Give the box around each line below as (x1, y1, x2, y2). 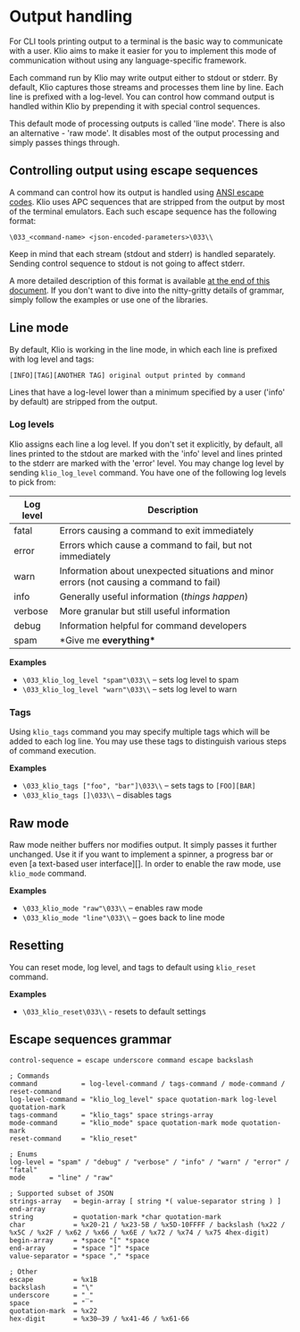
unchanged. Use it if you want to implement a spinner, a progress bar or (9, 849, 274, 859)
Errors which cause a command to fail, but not (59, 539, 253, 551)
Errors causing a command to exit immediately (59, 524, 254, 536)
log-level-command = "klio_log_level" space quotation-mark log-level (9, 1095, 278, 1104)
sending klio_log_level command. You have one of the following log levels (9, 467, 287, 478)
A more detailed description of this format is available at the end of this (9, 275, 271, 286)
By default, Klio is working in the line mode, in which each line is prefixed (9, 344, 278, 354)
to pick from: (9, 476, 56, 487)
